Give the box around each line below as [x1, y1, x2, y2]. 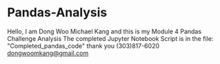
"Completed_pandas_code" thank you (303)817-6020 [7, 42, 160, 50]
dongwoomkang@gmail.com [7, 49, 89, 57]
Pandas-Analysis [7, 5, 108, 20]
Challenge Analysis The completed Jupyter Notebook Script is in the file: [7, 34, 214, 42]
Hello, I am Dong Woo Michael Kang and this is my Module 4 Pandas [7, 27, 202, 35]
